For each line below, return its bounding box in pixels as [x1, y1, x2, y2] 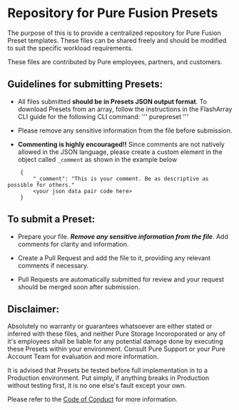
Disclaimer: [7, 303, 59, 315]
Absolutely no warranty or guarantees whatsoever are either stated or [7, 322, 213, 331]
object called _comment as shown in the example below [17, 155, 178, 163]
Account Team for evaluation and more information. [7, 352, 159, 361]
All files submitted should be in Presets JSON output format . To [17, 97, 207, 106]
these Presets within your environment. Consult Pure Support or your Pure [7, 344, 226, 354]
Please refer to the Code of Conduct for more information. [7, 395, 178, 404]
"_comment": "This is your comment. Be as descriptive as [33, 175, 209, 183]
